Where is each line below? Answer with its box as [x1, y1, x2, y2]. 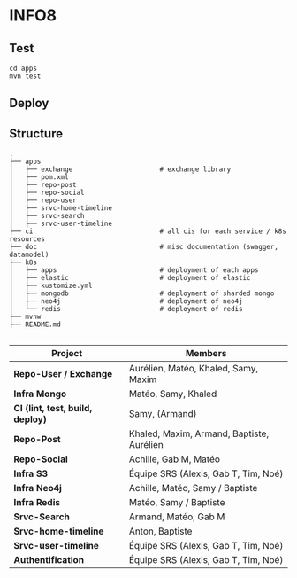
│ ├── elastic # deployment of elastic [9, 274, 251, 283]
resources [9, 235, 46, 244]
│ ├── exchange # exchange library [9, 165, 232, 174]
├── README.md [9, 320, 62, 329]
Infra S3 [13, 467, 49, 480]
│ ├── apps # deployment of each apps [9, 266, 259, 275]
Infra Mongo [13, 387, 67, 400]
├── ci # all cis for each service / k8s [9, 227, 287, 236]
